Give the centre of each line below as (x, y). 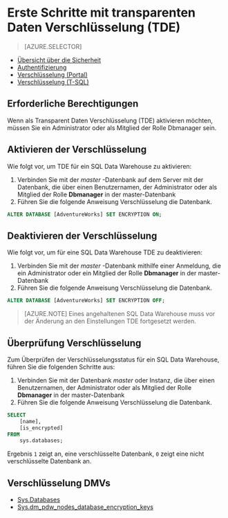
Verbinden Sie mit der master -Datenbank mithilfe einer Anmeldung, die (119, 266)
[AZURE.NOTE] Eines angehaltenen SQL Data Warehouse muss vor (120, 314)
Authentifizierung (42, 67)
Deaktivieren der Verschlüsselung (82, 235)
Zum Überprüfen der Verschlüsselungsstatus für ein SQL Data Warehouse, (113, 359)
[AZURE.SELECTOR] (53, 46)
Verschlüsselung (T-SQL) (53, 82)
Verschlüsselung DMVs (59, 483)
